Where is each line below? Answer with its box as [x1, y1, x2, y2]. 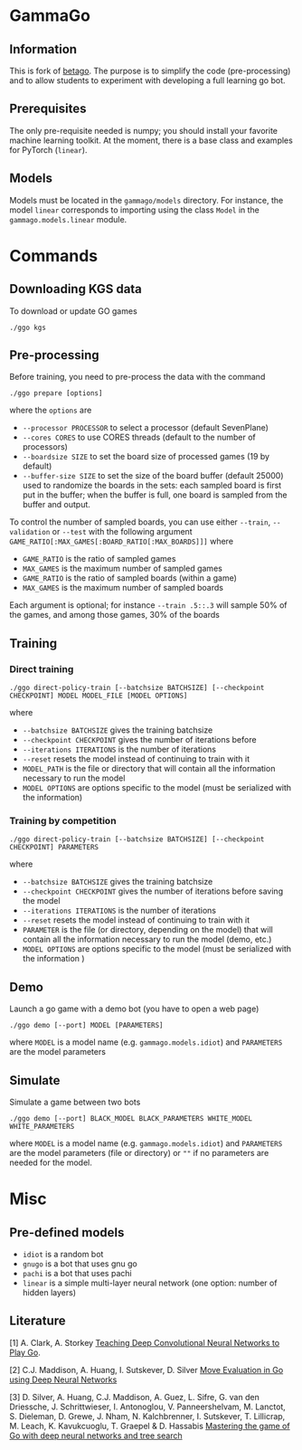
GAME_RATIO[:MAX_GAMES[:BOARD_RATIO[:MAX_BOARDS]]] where [9, 535, 233, 547]
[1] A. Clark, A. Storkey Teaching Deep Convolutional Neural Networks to [9, 1337, 280, 1348]
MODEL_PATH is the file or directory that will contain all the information [22, 763, 276, 774]
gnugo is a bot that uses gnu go [22, 1258, 137, 1269]
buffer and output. [22, 499, 90, 510]
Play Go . [9, 1347, 41, 1358]
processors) [22, 441, 68, 452]
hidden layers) [22, 1287, 77, 1298]
